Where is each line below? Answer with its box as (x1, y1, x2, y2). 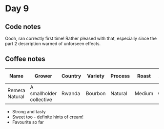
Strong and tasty (12, 108, 46, 114)
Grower (34, 72, 52, 79)
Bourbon (85, 90, 106, 97)
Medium (134, 90, 154, 97)
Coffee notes (5, 55, 45, 63)
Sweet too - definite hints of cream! (12, 114, 84, 120)
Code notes (5, 23, 41, 31)
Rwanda (61, 90, 81, 97)
